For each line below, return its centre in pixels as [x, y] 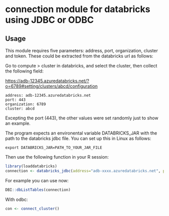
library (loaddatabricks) [31, 166]
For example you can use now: [37, 180]
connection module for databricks [78, 9]
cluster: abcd [20, 109]
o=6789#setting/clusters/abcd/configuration [52, 86]
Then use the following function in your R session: [57, 157]
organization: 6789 [26, 104]
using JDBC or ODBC [50, 20]
